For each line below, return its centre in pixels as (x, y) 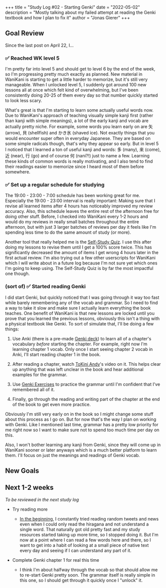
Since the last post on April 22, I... (40, 45)
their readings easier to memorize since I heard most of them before (75, 167)
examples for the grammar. (40, 375)
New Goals (22, 471)
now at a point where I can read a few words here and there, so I (85, 540)
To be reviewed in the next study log (42, 499)
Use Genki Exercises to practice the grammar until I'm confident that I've (86, 384)
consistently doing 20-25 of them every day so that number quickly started (82, 95)
